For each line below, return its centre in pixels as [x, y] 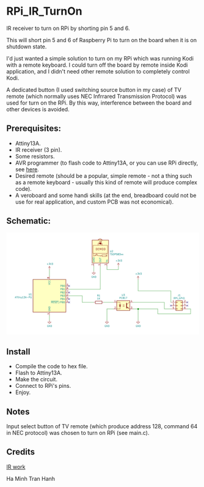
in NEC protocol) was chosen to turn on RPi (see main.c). [78, 433]
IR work [16, 467]
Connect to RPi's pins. [43, 386]
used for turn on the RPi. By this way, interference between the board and [99, 103]
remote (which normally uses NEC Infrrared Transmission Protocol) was [97, 96]
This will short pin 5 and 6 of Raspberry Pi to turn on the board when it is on [102, 40]
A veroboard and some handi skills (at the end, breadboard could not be [106, 195]
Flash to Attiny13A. [38, 373]
